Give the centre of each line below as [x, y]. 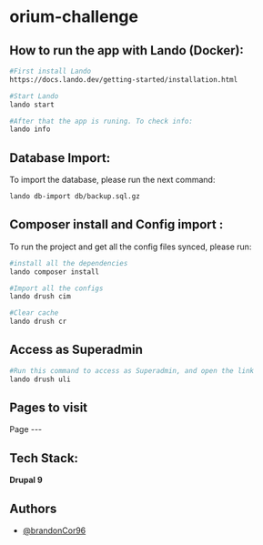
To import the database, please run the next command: [112, 180]
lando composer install [55, 272]
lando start [32, 105]
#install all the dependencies [69, 263]
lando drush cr [38, 322]
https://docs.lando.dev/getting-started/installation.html [124, 79]
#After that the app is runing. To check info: [101, 121]
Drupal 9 [26, 480]
